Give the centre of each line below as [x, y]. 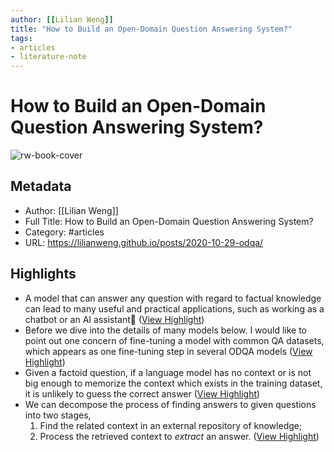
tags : [21, 38]
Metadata [41, 186]
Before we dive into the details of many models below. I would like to [165, 330]
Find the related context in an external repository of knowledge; [171, 425]
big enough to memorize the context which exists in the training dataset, [173, 383]
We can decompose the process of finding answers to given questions [170, 404]
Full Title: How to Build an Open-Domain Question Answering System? [169, 221]
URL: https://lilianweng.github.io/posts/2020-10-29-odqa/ [144, 242]
